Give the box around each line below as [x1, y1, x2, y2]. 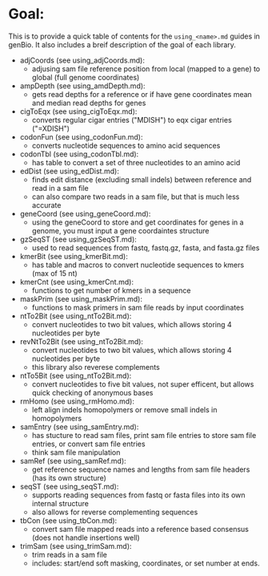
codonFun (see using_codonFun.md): [19, 132, 143, 141]
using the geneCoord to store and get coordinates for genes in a [31, 217, 244, 227]
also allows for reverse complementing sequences [31, 507, 198, 517]
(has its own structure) [31, 473, 106, 482]
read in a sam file [31, 183, 90, 193]
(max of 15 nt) [31, 268, 78, 278]
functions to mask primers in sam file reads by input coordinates [31, 302, 244, 312]
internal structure [31, 498, 90, 508]
